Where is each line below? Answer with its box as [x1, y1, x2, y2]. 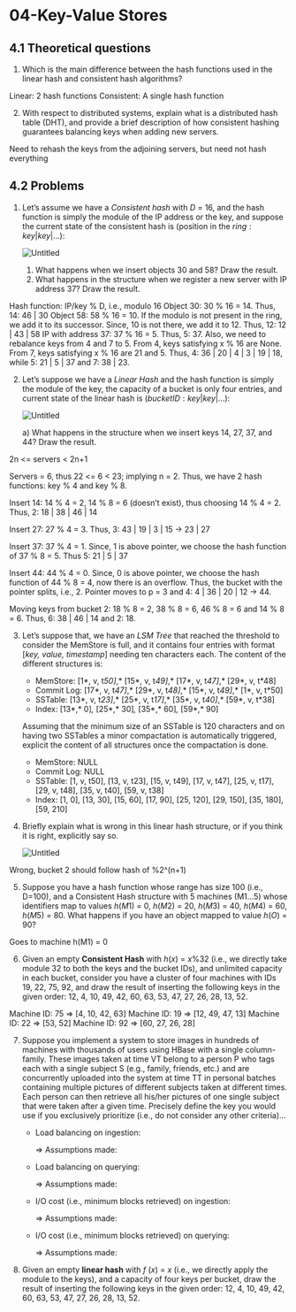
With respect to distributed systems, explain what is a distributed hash [21, 108, 278, 118]
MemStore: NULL [34, 756, 99, 767]
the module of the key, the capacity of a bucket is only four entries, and [21, 383, 283, 394]
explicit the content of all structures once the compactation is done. [21, 740, 269, 750]
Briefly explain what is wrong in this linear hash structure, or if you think [21, 820, 284, 832]
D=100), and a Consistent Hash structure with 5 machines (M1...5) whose [21, 891, 288, 902]
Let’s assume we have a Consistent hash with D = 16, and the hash [21, 202, 265, 212]
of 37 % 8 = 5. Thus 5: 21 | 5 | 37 [9, 550, 128, 561]
